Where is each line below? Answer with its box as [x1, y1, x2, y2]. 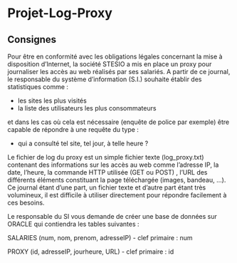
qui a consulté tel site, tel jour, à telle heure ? [17, 139, 149, 148]
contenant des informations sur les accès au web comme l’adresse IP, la [7, 160, 219, 169]
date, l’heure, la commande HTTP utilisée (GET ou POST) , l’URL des [7, 168, 208, 176]
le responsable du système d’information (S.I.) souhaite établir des [7, 75, 202, 83]
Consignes [7, 33, 57, 46]
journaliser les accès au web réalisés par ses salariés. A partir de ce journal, [7, 68, 231, 76]
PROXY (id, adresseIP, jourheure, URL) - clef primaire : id [7, 247, 174, 256]
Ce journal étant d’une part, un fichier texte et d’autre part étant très [7, 183, 206, 192]
